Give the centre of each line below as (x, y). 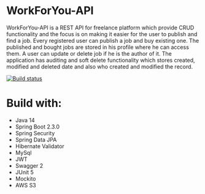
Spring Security (35, 133)
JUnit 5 (24, 172)
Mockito (25, 179)
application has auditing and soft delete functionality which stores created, (101, 60)
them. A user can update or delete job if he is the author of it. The (89, 53)
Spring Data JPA (36, 140)
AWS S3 (26, 185)
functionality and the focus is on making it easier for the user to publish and (102, 34)
